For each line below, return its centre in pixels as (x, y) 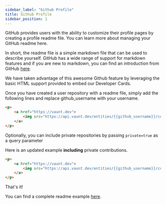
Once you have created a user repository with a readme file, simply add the (82, 93)
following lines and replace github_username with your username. (72, 98)
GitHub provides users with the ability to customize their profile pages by (80, 33)
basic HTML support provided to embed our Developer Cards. (68, 83)
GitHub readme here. (26, 43)
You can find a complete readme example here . (53, 197)
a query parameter (24, 140)
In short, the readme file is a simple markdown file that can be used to (76, 53)
